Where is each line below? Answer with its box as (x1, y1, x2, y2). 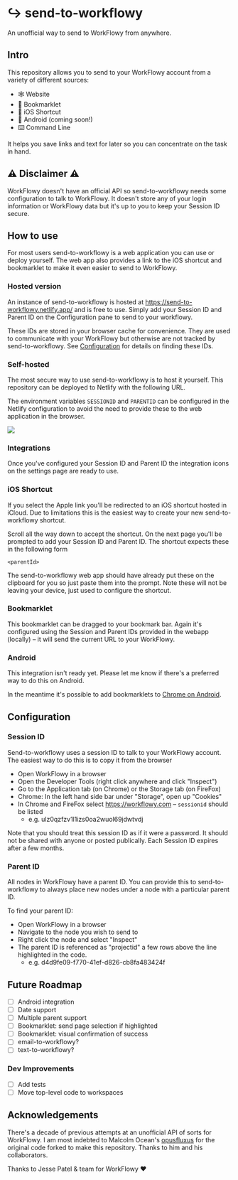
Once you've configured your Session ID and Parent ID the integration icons (7, 459, 229, 468)
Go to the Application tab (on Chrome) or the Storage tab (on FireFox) (17, 784, 222, 793)
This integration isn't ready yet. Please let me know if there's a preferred (7, 669, 220, 677)
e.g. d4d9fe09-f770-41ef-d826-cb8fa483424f (28, 958, 166, 967)
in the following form (7, 545, 68, 553)
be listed (17, 807, 43, 815)
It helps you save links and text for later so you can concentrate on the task (7, 139, 227, 148)
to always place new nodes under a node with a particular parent (39, 885, 229, 894)
